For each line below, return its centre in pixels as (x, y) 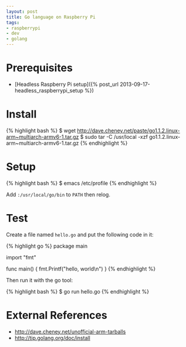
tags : (13, 22)
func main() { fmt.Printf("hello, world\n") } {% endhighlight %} (81, 269)
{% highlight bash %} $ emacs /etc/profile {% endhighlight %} (82, 183)
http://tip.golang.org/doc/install (53, 338)
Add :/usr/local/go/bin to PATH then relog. (58, 194)
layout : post (22, 11)
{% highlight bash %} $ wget (41, 131)
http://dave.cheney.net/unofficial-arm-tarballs (70, 331)
